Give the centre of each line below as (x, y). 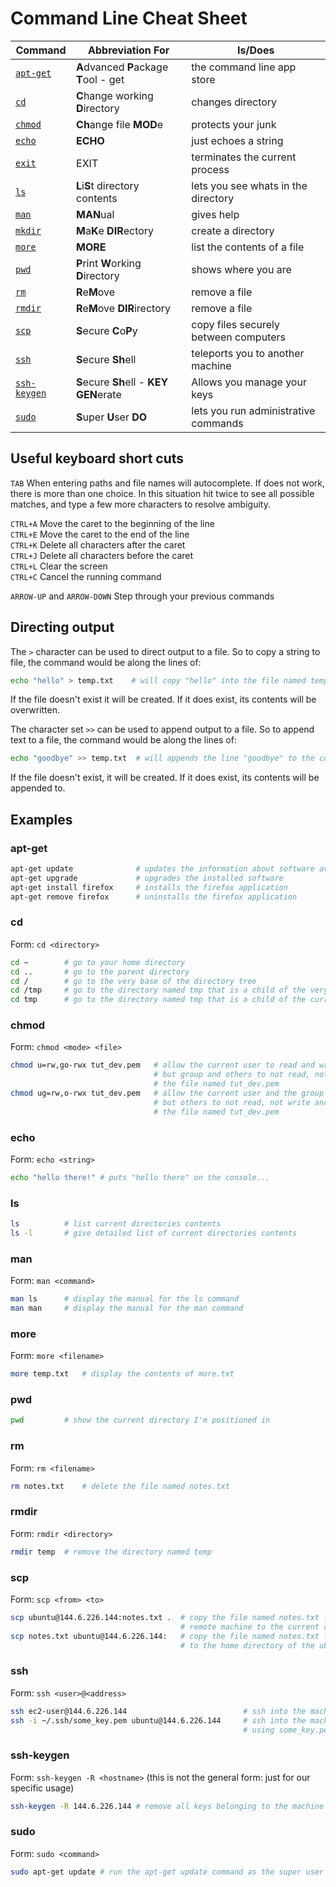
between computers (238, 337)
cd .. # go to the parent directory (100, 972)
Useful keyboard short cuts (97, 458)
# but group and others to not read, (232, 1075)
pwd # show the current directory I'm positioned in (140, 1420)
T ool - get (100, 79)
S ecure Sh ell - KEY (122, 382)
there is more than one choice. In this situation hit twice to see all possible (162, 493)
